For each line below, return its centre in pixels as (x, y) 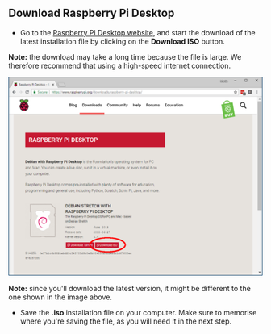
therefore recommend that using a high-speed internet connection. (120, 65)
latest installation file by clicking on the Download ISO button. (123, 41)
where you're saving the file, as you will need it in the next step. (126, 321)
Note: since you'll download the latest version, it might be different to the (130, 288)
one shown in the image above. (60, 297)
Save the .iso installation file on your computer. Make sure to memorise (138, 312)
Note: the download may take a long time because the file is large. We (125, 56)
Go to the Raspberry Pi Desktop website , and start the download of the (138, 32)
